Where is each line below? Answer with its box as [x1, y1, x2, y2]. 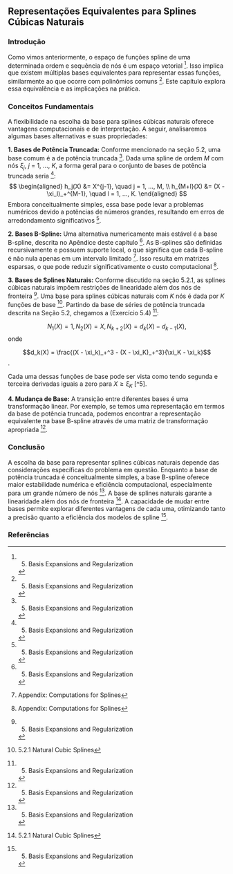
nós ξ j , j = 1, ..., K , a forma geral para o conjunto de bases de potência [8, 161, 207, 171]
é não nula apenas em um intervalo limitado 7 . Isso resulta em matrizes [8, 252, 209, 262]
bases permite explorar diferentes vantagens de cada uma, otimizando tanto [8, 504, 225, 512]
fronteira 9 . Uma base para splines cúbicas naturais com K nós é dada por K [8, 290, 225, 300]
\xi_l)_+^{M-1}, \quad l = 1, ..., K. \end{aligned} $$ [46, 189, 187, 198]
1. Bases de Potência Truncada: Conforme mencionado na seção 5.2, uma [8, 145, 221, 154]
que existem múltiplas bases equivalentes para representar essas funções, [8, 68, 221, 77]
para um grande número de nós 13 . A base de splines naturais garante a [8, 487, 212, 497]
